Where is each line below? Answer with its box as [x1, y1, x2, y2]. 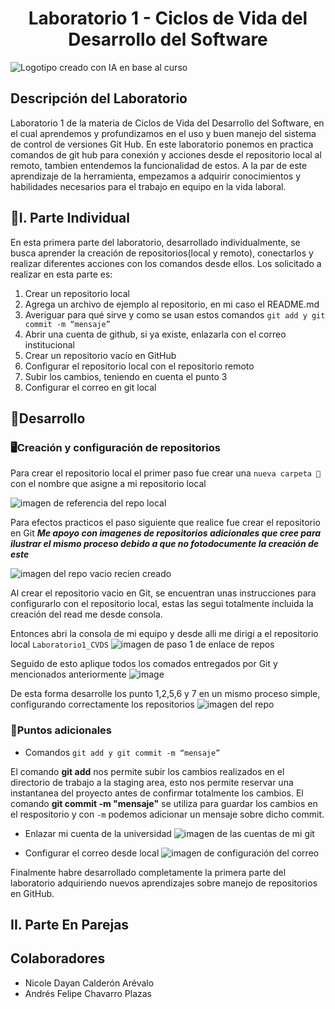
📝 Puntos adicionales [10, 723, 112, 737]
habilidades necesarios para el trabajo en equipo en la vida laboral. [10, 180, 287, 192]
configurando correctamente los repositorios [10, 698, 195, 711]
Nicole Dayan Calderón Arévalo [24, 977, 155, 989]
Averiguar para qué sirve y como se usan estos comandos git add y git [24, 308, 326, 321]
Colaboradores [10, 950, 106, 967]
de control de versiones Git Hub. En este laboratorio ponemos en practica [10, 138, 314, 150]
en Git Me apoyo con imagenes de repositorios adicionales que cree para [10, 527, 322, 539]
